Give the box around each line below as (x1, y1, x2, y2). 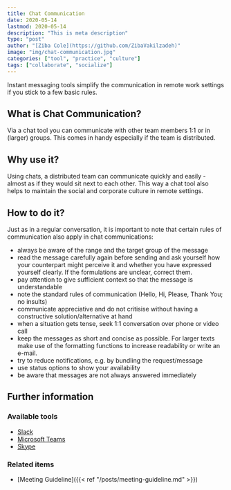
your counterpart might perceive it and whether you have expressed (17, 261, 212, 269)
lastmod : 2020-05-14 (7, 23, 67, 30)
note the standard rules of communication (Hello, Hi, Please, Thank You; (17, 290, 223, 298)
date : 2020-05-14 (7, 17, 57, 24)
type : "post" (7, 36, 45, 43)
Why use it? (7, 154, 59, 165)
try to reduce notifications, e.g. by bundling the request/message (17, 356, 203, 365)
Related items (7, 460, 55, 469)
